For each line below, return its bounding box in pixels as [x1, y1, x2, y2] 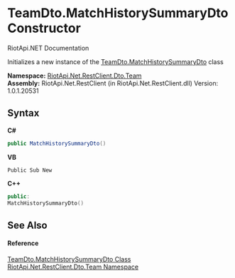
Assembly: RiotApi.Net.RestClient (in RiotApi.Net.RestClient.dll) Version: [7, 78, 219, 87]
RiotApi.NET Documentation [7, 43, 89, 52]
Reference [7, 239, 39, 247]
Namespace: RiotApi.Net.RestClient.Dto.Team [7, 71, 142, 80]
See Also [7, 219, 48, 231]
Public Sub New [7, 166, 53, 174]
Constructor [7, 20, 82, 36]
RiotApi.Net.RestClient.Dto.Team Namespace [7, 262, 139, 271]
